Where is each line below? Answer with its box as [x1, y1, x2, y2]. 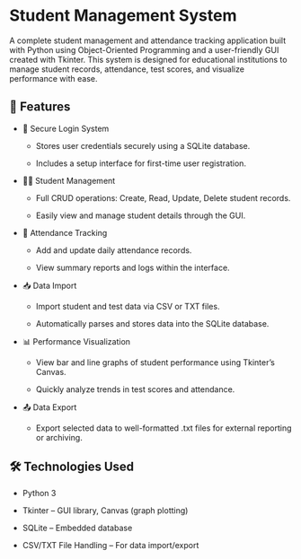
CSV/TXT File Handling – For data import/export [22, 539, 199, 550]
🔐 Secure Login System [22, 123, 110, 134]
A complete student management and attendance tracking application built [9, 35, 287, 46]
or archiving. [35, 432, 83, 442]
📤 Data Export [22, 401, 77, 413]
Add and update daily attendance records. [35, 244, 192, 256]
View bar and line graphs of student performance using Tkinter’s [35, 356, 276, 368]
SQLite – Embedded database [22, 522, 133, 533]
